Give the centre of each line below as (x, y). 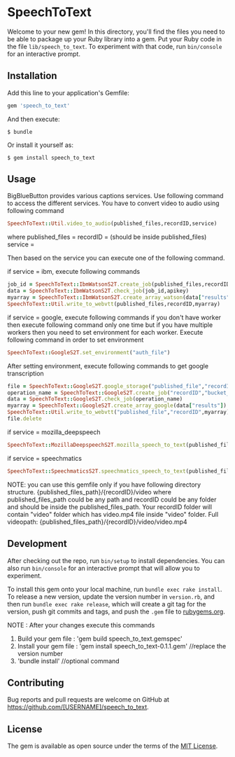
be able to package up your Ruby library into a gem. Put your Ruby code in (115, 39)
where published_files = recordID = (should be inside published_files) (107, 237)
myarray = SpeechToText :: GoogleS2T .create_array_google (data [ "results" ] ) (117, 406)
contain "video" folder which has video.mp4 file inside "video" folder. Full (113, 514)
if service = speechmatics (45, 458)
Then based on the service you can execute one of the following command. (116, 258)
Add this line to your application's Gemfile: (68, 92)
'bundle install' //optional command (69, 661)
